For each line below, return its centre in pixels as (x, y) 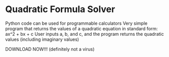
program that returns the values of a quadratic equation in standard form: (81, 28)
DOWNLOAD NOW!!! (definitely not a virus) (50, 49)
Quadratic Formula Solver (60, 9)
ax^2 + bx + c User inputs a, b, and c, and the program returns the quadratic (85, 34)
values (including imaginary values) (42, 39)
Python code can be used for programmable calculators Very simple (76, 23)
